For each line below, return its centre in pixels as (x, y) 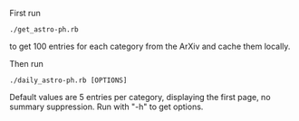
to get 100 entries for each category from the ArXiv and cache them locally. (150, 46)
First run (25, 13)
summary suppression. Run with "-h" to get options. (106, 107)
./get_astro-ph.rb (44, 30)
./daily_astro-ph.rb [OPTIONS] (68, 80)
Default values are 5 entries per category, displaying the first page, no (140, 97)
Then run (26, 64)
